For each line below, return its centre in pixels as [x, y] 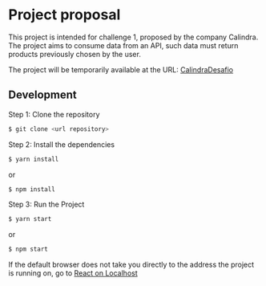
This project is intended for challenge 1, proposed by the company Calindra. [133, 37]
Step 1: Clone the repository [54, 114]
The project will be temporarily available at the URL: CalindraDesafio [121, 69]
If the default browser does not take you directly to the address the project [131, 265]
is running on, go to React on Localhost [73, 273]
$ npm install [32, 189]
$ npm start [28, 249]
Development [43, 95]
